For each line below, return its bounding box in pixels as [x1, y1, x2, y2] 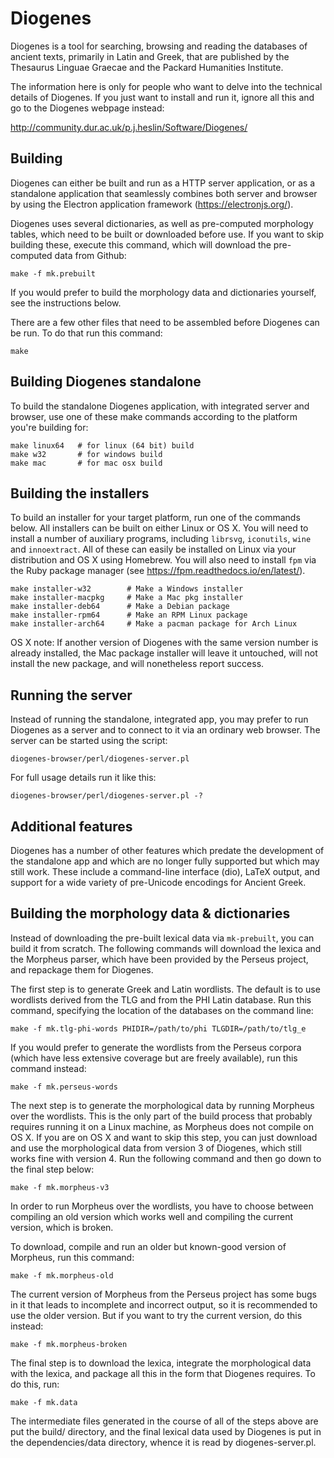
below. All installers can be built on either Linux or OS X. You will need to [10, 522, 309, 534]
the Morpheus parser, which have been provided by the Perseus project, [10, 953, 309, 965]
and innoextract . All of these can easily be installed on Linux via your [10, 543, 297, 556]
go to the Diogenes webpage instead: [10, 102, 165, 114]
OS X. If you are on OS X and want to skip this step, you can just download [10, 1131, 318, 1143]
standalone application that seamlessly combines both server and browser [10, 187, 318, 199]
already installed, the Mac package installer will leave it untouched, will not [10, 647, 318, 659]
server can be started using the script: [10, 735, 168, 747]
